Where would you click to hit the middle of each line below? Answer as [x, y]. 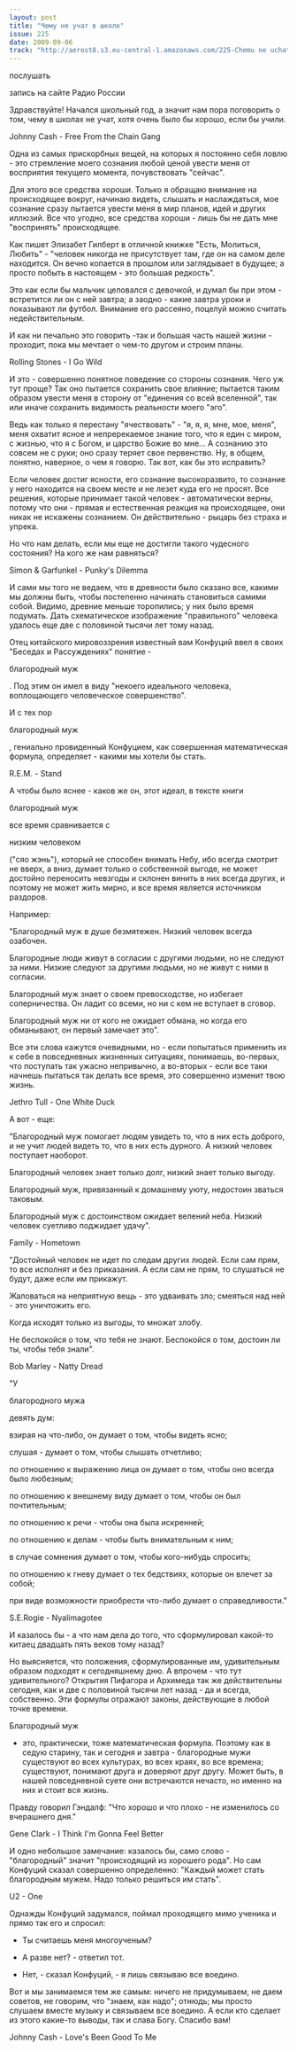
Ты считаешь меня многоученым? [87, 1940]
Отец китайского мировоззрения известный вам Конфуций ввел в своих [146, 643]
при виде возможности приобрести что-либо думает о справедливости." [148, 1601]
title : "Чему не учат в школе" [67, 26]
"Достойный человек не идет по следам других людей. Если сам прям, [145, 1260]
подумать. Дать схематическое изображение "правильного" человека [144, 616]
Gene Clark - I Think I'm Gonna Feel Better [86, 1834]
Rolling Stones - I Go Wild [56, 362]
